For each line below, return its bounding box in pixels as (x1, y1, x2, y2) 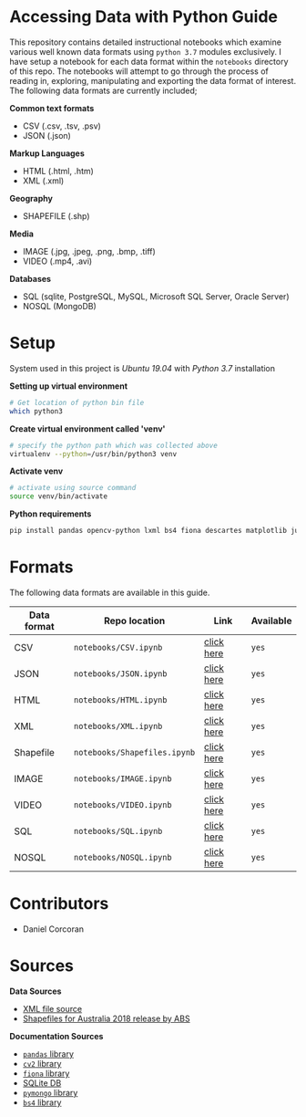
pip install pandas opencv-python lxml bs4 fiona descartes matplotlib (9, 527, 287, 536)
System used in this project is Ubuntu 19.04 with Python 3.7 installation (9, 362, 276, 373)
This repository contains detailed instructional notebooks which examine (9, 37, 282, 47)
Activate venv (9, 465, 64, 476)
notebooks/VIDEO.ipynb (74, 799, 172, 809)
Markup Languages (9, 148, 85, 159)
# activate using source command (9, 484, 137, 493)
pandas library (22, 1048, 75, 1060)
